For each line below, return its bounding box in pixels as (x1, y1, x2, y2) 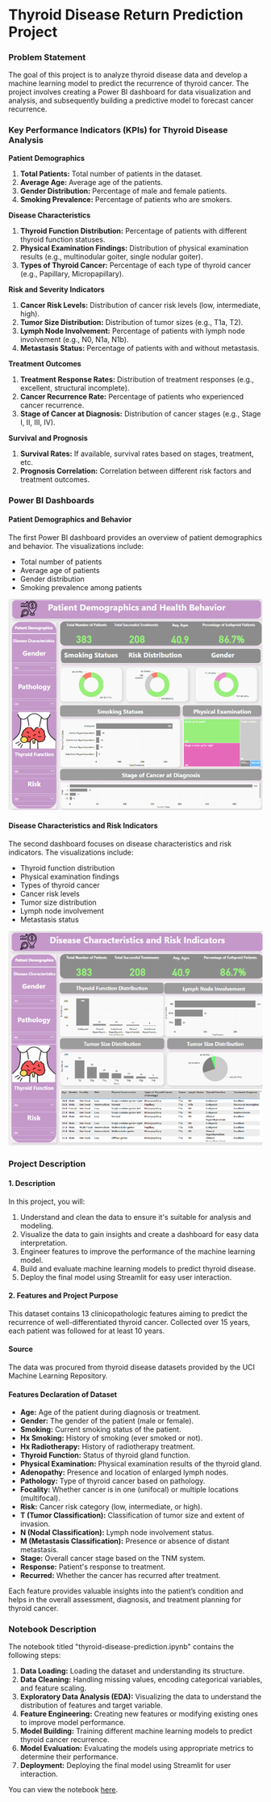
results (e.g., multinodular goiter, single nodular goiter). (19, 251, 203, 261)
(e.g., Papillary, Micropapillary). (19, 268, 124, 278)
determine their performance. (19, 1752, 119, 1762)
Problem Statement (8, 52, 86, 63)
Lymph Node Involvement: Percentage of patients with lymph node (19, 326, 246, 336)
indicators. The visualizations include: (8, 847, 134, 857)
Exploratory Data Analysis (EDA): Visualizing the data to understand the (19, 1692, 262, 1702)
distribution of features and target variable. (19, 1700, 163, 1711)
